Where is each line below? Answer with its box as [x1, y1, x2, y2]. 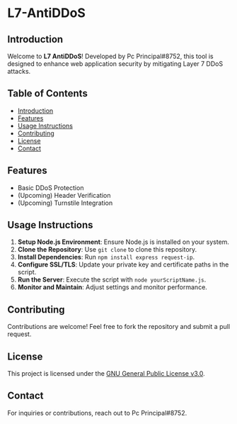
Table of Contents [7, 87, 88, 100]
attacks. [7, 67, 31, 75]
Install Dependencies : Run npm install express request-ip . [17, 253, 195, 262]
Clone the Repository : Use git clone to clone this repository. [17, 245, 197, 254]
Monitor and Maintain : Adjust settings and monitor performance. [17, 283, 207, 291]
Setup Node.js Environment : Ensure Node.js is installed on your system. [17, 238, 230, 246]
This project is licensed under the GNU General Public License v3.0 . [7, 369, 205, 378]
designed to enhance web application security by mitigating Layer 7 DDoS [7, 60, 224, 68]
